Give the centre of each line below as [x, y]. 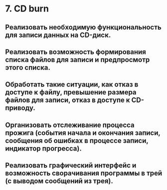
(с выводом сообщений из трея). [59, 181]
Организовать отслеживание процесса [70, 125]
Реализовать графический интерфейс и [71, 165]
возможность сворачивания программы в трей [84, 173]
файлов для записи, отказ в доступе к [68, 100]
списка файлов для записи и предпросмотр [78, 60]
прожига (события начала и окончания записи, [83, 133]
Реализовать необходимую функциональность [83, 27]
